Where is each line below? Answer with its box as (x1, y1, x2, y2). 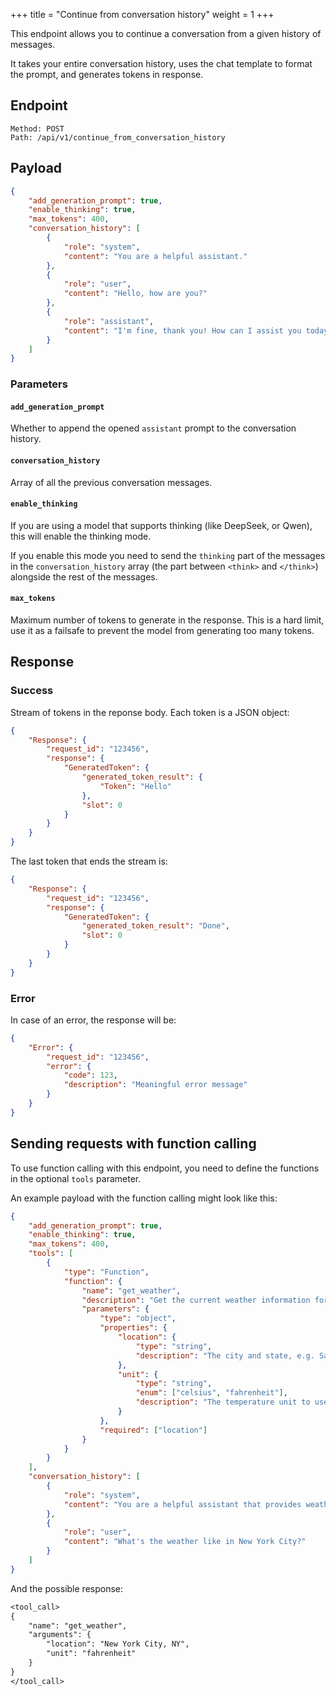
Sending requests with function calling (10, 1135, 257, 1153)
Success (10, 684, 54, 698)
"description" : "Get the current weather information (81, 1295, 311, 1305)
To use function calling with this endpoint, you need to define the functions (10, 1162, 320, 1174)
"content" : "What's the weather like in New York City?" (63, 1537, 307, 1547)
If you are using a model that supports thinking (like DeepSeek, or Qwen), (10, 519, 313, 531)
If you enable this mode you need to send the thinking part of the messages (10, 549, 326, 561)
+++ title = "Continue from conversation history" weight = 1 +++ (10, 9, 275, 20)
